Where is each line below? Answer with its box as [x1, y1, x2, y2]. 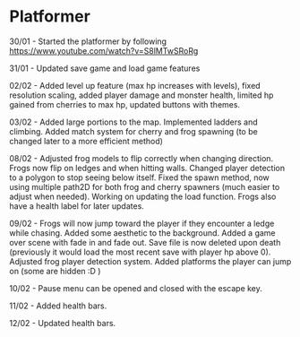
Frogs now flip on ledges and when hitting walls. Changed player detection [9, 162, 285, 173]
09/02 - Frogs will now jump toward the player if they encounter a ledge [9, 218, 275, 229]
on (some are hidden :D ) [9, 265, 101, 276]
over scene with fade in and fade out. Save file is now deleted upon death [9, 237, 281, 247]
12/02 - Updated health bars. [9, 317, 116, 328]
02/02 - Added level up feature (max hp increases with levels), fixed [9, 80, 261, 91]
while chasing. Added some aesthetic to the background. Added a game [9, 227, 276, 238]
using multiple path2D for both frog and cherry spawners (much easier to [9, 181, 280, 192]
